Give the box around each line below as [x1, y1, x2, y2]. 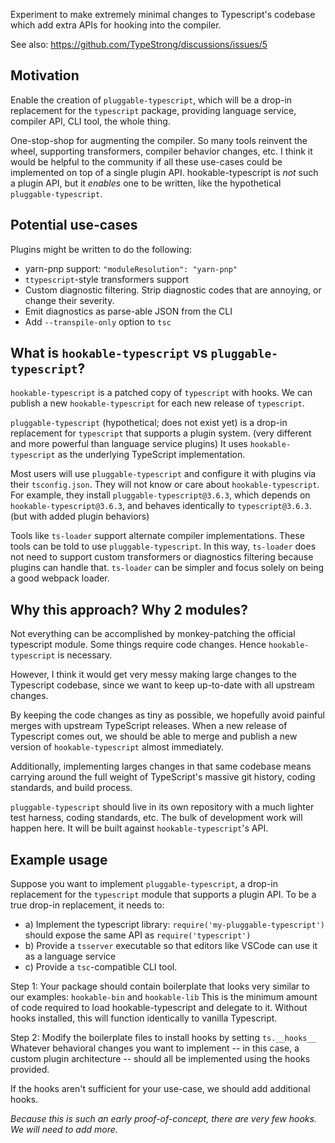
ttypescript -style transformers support [24, 273, 189, 285]
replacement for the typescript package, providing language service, [10, 104, 297, 116]
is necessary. [57, 649, 113, 661]
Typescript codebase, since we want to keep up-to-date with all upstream [10, 679, 315, 691]
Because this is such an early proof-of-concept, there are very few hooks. [10, 1113, 317, 1125]
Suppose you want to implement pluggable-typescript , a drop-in [10, 878, 279, 890]
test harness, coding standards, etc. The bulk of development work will [10, 812, 303, 824]
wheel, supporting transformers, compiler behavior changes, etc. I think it [10, 145, 313, 157]
